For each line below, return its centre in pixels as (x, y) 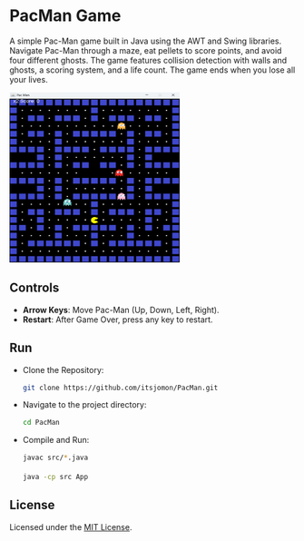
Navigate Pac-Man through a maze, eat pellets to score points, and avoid (146, 50)
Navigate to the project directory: (84, 405)
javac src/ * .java (55, 458)
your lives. (29, 79)
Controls (34, 288)
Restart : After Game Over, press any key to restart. (118, 320)
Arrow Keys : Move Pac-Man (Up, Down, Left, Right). (121, 310)
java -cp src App (55, 477)
